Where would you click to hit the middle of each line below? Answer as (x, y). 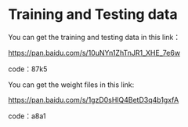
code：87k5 (28, 69)
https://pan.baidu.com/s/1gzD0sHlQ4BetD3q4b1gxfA (94, 100)
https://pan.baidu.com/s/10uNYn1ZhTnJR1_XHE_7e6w (94, 53)
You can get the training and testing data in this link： (94, 37)
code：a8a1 (27, 116)
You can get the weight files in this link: (71, 85)
